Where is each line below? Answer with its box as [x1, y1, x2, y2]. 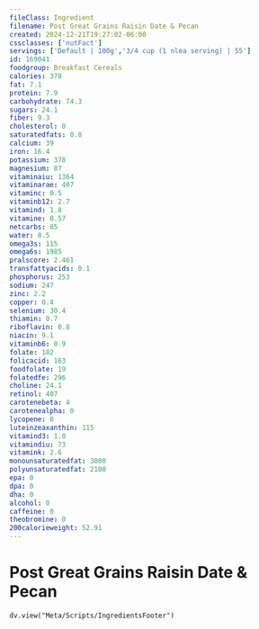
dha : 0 [9, 490, 34, 499]
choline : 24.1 [9, 382, 63, 391]
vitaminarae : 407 [9, 181, 75, 190]
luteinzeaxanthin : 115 [9, 423, 94, 432]
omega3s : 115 [9, 239, 58, 248]
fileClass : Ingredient [9, 13, 94, 22]
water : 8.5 [9, 230, 50, 239]
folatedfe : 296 [9, 373, 67, 382]
